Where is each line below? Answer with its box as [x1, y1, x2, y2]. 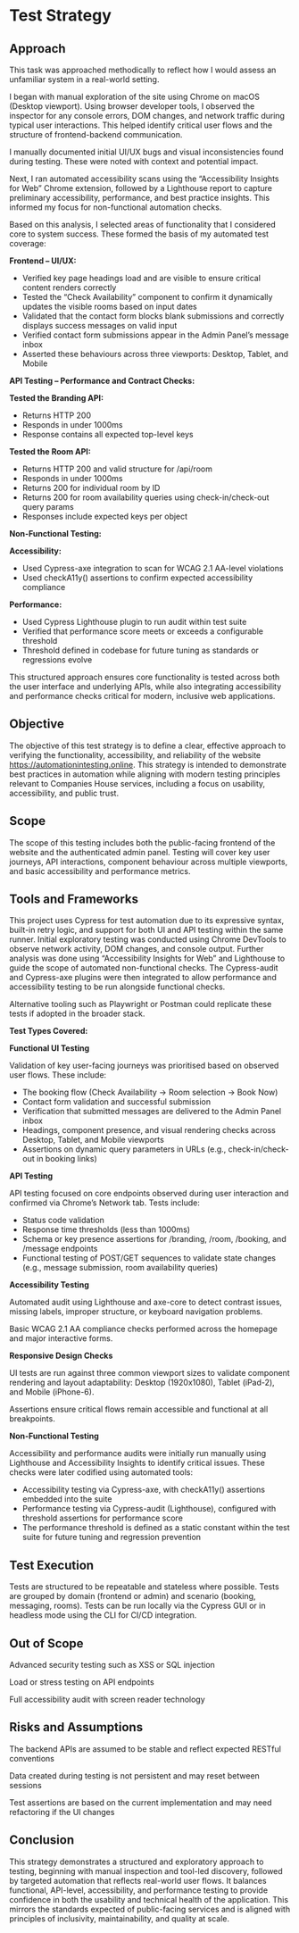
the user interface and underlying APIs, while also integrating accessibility [9, 681, 282, 692]
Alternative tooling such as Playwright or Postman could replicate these [9, 999, 272, 1010]
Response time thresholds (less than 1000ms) [21, 1224, 190, 1235]
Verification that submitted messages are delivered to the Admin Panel [21, 1106, 282, 1117]
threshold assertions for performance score [21, 1512, 183, 1523]
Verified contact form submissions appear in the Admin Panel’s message [21, 329, 289, 340]
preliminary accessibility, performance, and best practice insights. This [9, 193, 270, 203]
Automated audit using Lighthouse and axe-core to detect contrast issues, [9, 1296, 283, 1308]
